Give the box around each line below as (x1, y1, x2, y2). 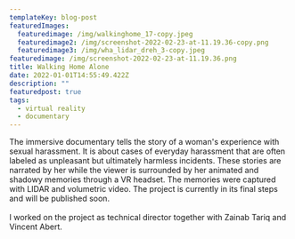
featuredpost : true (9, 87, 82, 96)
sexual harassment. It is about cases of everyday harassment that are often (9, 146, 286, 156)
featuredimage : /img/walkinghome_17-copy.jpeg (17, 29, 193, 38)
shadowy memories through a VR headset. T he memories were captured (9, 174, 276, 185)
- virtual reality (17, 104, 86, 113)
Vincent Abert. (9, 221, 62, 232)
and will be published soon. (9, 193, 110, 204)
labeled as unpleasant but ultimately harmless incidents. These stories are (9, 155, 282, 166)
